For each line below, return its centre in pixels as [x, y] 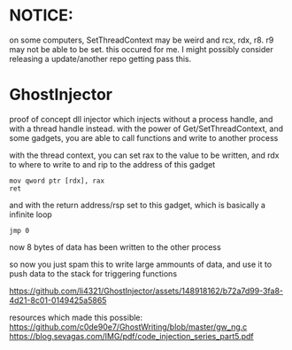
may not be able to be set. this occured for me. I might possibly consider [141, 49]
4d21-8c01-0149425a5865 [58, 300]
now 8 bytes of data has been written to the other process [115, 247]
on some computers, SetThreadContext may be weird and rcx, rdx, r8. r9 [142, 40]
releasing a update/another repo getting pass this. [100, 58]
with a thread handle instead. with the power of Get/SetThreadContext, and [146, 128]
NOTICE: [41, 16]
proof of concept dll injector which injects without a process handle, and [141, 119]
